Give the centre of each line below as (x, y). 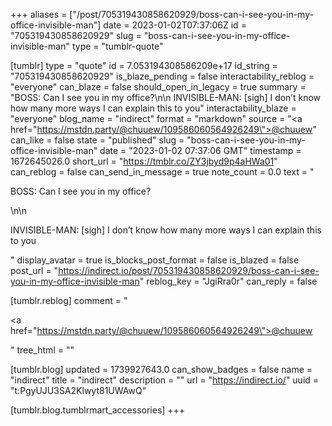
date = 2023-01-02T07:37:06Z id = (175, 25)
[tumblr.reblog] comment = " (69, 300)
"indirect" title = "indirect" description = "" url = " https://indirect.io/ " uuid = (165, 380)
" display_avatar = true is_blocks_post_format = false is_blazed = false (155, 260)
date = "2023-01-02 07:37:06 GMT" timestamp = (200, 150)
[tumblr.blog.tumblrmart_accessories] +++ (98, 410)
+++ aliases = (39, 14)
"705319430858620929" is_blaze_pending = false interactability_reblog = (162, 76)
